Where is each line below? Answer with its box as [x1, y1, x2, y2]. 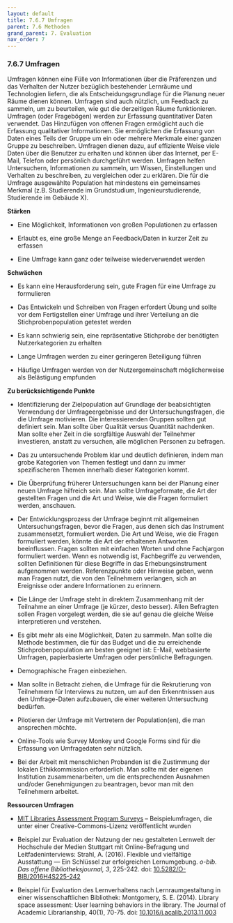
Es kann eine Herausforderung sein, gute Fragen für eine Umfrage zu [17, 282, 216, 290]
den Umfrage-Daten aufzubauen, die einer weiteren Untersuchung [17, 695, 209, 703]
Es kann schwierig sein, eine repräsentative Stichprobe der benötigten [17, 331, 219, 340]
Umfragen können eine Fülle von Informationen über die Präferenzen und [7, 75, 217, 84]
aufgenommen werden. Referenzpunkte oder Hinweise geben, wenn [17, 566, 214, 576]
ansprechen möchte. [17, 723, 77, 732]
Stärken [7, 207, 31, 216]
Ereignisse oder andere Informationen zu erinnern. [17, 582, 162, 590]
